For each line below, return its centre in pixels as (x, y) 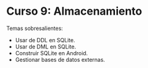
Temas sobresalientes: (35, 28)
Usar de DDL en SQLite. (45, 40)
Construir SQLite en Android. (51, 53)
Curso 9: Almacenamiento (74, 11)
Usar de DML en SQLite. (46, 47)
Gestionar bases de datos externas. (60, 59)
